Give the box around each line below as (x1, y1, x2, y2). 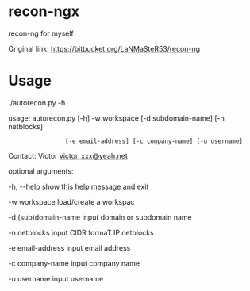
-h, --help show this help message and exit (8, 182, 149, 191)
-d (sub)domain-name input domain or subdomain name (8, 213, 192, 222)
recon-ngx (8, 2, 79, 21)
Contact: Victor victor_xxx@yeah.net (8, 151, 129, 160)
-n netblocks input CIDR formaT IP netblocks (8, 228, 154, 237)
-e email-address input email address (8, 243, 131, 252)
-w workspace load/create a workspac (8, 197, 135, 206)
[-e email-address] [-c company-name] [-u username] (64, 137, 244, 145)
